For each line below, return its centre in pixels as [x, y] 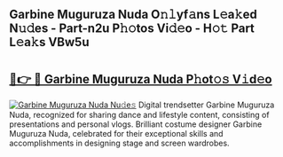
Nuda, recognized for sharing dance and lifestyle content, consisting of [139, 115]
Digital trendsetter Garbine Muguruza [206, 105]
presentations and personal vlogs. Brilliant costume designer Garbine [136, 124]
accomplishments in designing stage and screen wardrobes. [119, 143]
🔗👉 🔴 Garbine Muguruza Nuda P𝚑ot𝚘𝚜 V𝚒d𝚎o [141, 79]
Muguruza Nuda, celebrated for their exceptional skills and [116, 133]
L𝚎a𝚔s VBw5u [49, 42]
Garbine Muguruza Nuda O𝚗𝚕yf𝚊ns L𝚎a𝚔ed [133, 15]
